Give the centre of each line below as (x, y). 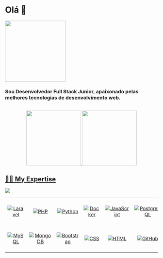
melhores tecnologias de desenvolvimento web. (63, 98)
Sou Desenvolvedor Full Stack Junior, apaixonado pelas (72, 91)
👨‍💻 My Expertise (31, 179)
